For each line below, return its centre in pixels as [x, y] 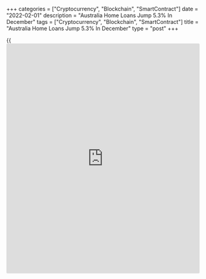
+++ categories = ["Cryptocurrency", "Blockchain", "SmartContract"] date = [102, 9]
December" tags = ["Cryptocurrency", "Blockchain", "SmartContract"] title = [103, 22]
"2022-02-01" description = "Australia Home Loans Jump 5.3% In [90, 15]
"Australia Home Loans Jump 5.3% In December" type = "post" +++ [93, 28]
